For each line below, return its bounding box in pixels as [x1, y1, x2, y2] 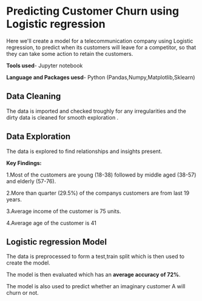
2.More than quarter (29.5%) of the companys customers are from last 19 [6, 189, 190, 197]
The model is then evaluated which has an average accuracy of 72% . [6, 271, 181, 279]
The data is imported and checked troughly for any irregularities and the [6, 107, 187, 115]
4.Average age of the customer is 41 [6, 219, 97, 226]
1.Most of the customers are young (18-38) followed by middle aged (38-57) [6, 171, 197, 178]
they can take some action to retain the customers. [6, 50, 133, 57]
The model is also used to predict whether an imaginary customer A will [6, 283, 186, 290]
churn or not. [6, 289, 39, 297]
